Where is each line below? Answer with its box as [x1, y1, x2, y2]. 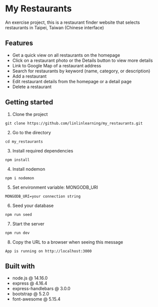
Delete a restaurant [12, 84, 52, 90]
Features [5, 39, 33, 48]
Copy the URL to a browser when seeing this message [12, 239, 123, 245]
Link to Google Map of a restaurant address [12, 62, 102, 68]
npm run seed [5, 212, 32, 217]
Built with [5, 262, 35, 270]
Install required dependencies [12, 148, 73, 153]
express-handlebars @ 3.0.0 [12, 286, 71, 292]
